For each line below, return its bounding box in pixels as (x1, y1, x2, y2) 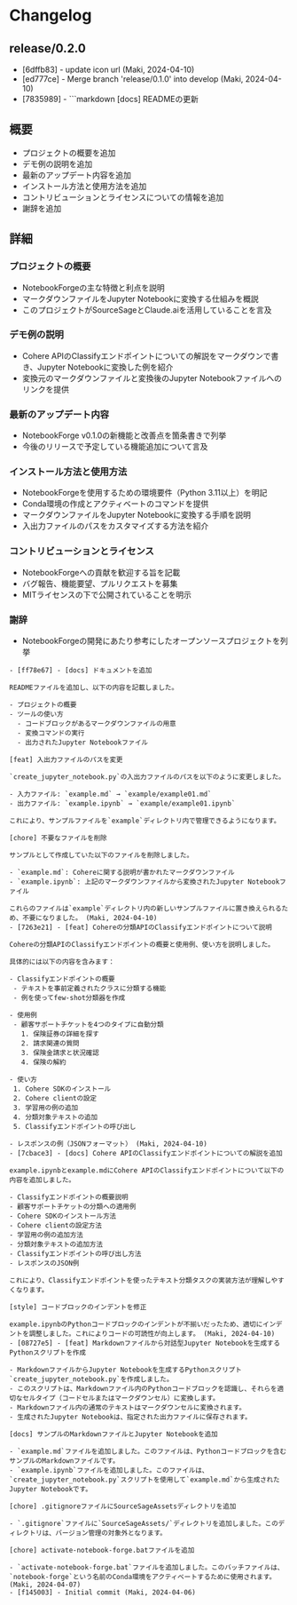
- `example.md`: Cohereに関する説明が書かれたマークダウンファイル (9, 868, 235, 877)
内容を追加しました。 (9, 1175, 75, 1184)
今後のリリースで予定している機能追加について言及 (21, 441, 208, 452)
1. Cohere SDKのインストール (12, 1085, 112, 1093)
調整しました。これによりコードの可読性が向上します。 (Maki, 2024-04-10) (28, 1329, 276, 1338)
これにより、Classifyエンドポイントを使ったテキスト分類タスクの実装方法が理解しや (9, 1275, 278, 1284)
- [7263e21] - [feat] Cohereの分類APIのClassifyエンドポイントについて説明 (9, 923, 272, 932)
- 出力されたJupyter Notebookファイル (17, 738, 149, 747)
